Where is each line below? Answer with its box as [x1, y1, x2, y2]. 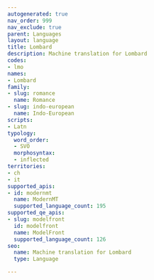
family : [7, 83, 31, 90]
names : [7, 70, 27, 77]
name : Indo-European [13, 110, 75, 117]
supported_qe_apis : [7, 209, 65, 217]
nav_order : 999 [7, 17, 53, 24]
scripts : [7, 116, 33, 123]
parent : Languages [7, 30, 62, 38]
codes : [7, 57, 27, 64]
